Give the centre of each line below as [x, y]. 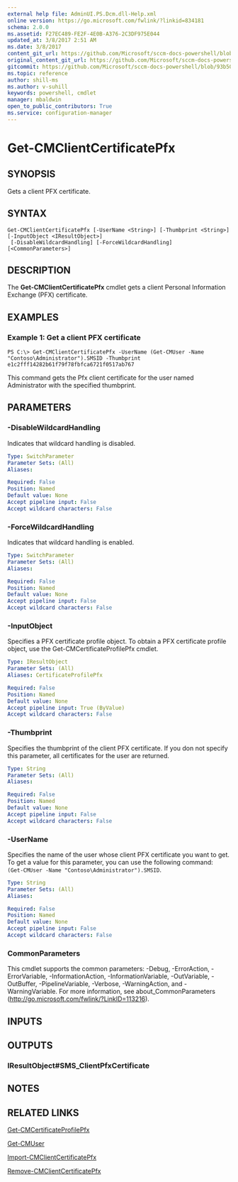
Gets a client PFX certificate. [49, 191]
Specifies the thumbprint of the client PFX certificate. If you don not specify [118, 748]
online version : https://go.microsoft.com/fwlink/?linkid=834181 [106, 21]
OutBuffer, [22, 984]
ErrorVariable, [28, 976]
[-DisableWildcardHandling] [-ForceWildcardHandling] [91, 242]
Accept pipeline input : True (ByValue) [66, 708]
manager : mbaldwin [34, 100]
